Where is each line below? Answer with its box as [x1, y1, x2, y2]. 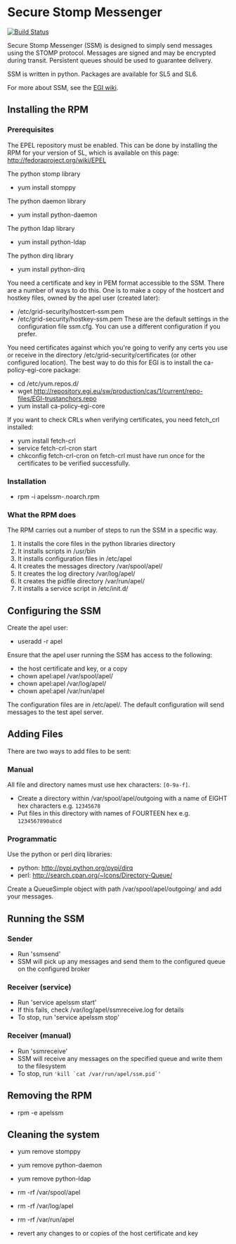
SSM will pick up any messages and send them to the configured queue [17, 958, 226, 966]
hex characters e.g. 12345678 [17, 801, 101, 810]
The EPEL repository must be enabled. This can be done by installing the [7, 141, 218, 149]
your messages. [7, 892, 54, 901]
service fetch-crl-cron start [17, 444, 97, 452]
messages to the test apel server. [7, 708, 104, 716]
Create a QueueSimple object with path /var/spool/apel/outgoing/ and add [7, 884, 222, 894]
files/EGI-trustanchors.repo [17, 394, 97, 402]
